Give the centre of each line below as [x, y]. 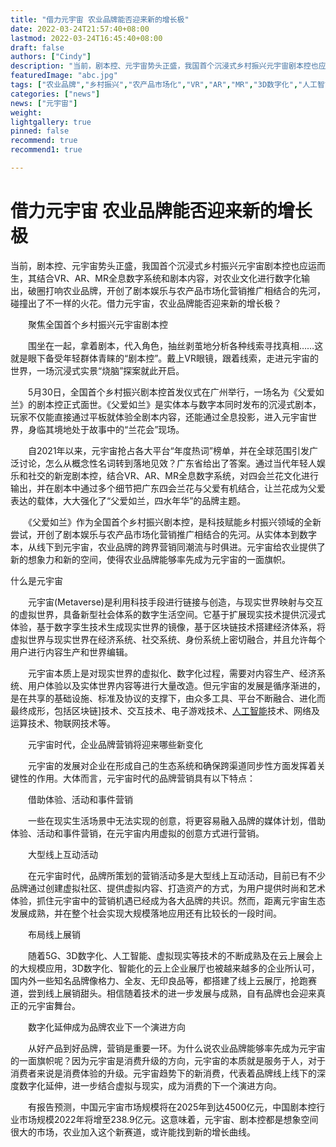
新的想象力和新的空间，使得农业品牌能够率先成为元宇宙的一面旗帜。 [150, 559]
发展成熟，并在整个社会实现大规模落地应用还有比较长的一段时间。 [146, 913]
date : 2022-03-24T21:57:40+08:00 [80, 29]
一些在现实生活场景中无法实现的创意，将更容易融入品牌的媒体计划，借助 [176, 820]
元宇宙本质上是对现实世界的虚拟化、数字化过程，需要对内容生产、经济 [172, 673]
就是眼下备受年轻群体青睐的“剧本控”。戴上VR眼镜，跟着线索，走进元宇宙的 [164, 358]
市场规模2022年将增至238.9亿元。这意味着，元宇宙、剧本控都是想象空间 [168, 1119]
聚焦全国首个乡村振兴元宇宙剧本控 [97, 324]
